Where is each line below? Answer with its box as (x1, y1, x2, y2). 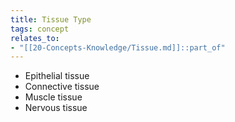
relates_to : (10, 33, 60, 43)
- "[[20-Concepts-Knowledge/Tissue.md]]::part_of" (10, 42, 226, 53)
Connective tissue (24, 81, 100, 93)
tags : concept (10, 24, 70, 34)
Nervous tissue (24, 102, 88, 114)
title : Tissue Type (10, 14, 92, 25)
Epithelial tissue (24, 70, 90, 82)
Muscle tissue (24, 91, 83, 103)
